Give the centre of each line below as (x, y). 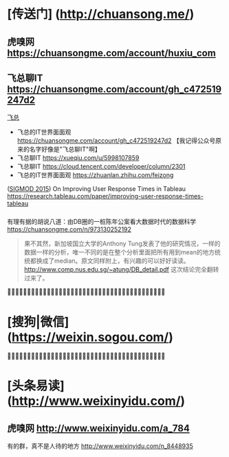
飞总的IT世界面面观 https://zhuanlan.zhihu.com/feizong (95, 175)
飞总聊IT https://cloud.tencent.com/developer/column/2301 (101, 167)
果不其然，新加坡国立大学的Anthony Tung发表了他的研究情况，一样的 (122, 244)
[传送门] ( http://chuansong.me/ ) (101, 14)
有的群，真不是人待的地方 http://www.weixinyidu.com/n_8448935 (100, 446)
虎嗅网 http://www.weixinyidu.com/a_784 (99, 428)
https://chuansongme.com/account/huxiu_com (112, 53)
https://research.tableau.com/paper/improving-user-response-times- (106, 196)
